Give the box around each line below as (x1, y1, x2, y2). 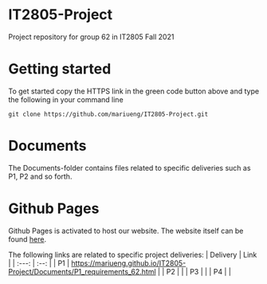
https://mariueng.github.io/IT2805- (71, 258, 187, 268)
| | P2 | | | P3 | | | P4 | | (158, 266, 231, 276)
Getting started (8, 60, 112, 78)
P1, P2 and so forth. (8, 172, 73, 181)
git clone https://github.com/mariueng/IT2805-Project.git (8, 110, 209, 118)
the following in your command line (8, 94, 124, 105)
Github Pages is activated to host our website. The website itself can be (8, 226, 244, 235)
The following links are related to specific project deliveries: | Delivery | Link (8, 250, 257, 259)
